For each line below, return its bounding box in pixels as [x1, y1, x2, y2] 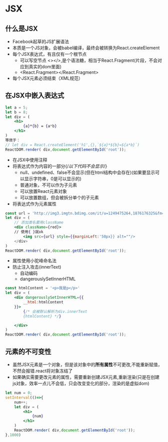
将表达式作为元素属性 [12, 200, 56, 206]
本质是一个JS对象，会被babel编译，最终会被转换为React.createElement [12, 45, 160, 51]
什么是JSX [5, 24, 38, 33]
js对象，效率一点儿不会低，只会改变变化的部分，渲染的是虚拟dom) [12, 380, 149, 386]
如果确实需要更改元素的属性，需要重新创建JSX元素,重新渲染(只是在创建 [12, 374, 160, 380]
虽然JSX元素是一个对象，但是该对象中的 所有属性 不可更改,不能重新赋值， [12, 362, 162, 367]
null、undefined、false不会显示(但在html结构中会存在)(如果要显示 [19, 169, 155, 175]
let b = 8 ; [5, 109, 28, 115]
